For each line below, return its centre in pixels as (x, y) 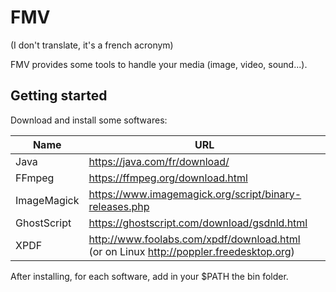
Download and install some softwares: (89, 120)
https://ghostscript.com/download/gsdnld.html (198, 223)
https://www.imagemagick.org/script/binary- (195, 194)
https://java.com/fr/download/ (159, 161)
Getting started (59, 96)
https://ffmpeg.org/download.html (168, 178)
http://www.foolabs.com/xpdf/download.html (194, 239)
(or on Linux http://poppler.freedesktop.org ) (191, 251)
